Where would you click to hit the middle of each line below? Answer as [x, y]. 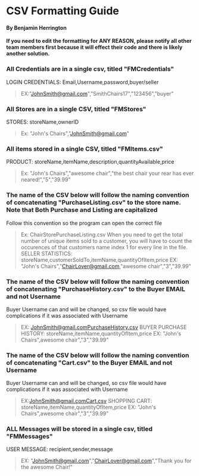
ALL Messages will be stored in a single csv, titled [80, 429]
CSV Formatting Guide [63, 11]
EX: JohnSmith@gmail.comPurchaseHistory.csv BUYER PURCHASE [104, 327]
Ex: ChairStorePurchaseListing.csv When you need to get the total [102, 234]
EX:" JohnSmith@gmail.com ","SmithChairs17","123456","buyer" [97, 93]
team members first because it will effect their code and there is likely [94, 47]
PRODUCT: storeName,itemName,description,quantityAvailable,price [90, 162]
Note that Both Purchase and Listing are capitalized [82, 210]
